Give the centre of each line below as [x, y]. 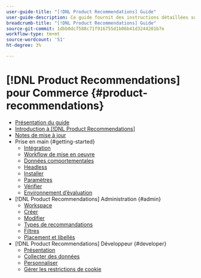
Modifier [34, 218]
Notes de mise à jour [40, 135]
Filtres [32, 231]
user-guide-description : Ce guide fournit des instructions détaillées [97, 17]
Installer [33, 173]
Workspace [38, 205]
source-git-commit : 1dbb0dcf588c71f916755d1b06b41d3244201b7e [85, 29]
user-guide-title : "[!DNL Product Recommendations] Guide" [81, 12]
